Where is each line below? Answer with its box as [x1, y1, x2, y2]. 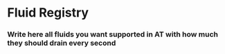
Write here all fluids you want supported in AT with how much [7, 30, 218, 39]
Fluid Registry [7, 5, 89, 21]
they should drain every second [7, 38, 116, 48]
